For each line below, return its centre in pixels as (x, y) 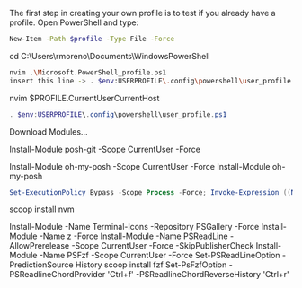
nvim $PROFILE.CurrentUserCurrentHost (84, 98)
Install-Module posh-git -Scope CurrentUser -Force (105, 149)
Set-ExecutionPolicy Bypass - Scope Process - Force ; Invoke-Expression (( (151, 192)
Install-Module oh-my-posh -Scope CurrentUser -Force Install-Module (140, 166)
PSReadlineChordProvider (58, 275)
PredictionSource (41, 265)
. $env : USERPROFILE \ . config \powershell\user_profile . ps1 (118, 114)
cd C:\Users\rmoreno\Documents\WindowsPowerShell (110, 56)
